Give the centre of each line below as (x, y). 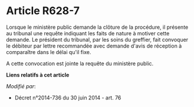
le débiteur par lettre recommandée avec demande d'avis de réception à (94, 46)
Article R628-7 (43, 11)
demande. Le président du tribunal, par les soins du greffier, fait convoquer (97, 39)
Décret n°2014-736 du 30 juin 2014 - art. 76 (68, 98)
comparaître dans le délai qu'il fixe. (49, 52)
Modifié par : (21, 86)
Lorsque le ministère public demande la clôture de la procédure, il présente (97, 27)
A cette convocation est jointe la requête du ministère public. (80, 63)
